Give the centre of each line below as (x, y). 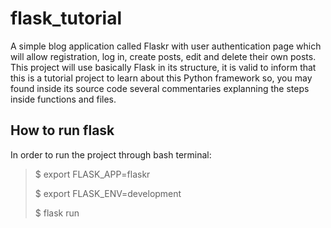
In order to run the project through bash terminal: (111, 154)
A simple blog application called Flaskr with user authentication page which (166, 46)
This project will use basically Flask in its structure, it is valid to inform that (163, 67)
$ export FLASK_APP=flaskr (92, 174)
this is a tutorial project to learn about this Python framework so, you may (161, 78)
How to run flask (62, 130)
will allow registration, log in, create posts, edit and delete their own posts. (163, 56)
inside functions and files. (63, 99)
